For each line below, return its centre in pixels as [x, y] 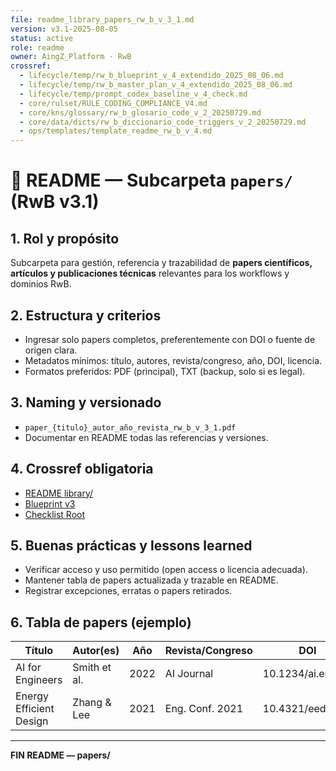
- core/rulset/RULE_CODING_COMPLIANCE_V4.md [113, 103]
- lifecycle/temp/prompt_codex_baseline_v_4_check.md [133, 94]
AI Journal [189, 674]
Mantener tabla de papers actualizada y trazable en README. [151, 580]
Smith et [92, 668]
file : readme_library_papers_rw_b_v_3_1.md [102, 19]
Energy [32, 696]
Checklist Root [55, 514]
